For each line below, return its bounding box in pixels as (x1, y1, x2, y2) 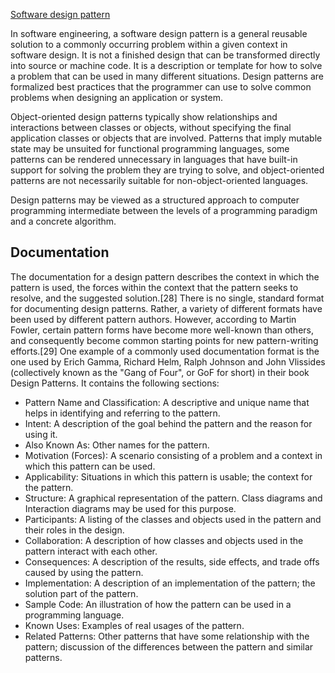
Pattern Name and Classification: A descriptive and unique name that (24, 396, 310, 408)
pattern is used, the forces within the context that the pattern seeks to (10, 281, 299, 293)
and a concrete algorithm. (10, 215, 117, 227)
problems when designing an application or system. (10, 92, 223, 103)
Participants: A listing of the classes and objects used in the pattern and (24, 513, 322, 525)
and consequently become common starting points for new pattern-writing (10, 334, 319, 346)
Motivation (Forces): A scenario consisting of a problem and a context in (24, 449, 323, 461)
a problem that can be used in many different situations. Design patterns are (10, 70, 324, 82)
